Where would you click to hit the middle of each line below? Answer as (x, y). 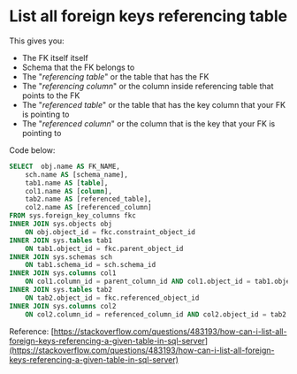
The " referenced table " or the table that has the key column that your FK (154, 104)
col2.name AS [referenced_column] (88, 208)
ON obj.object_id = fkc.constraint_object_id (110, 232)
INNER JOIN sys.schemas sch (61, 257)
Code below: (32, 150)
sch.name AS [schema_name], (76, 174)
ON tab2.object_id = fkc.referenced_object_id (112, 298)
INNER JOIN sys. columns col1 (63, 273)
